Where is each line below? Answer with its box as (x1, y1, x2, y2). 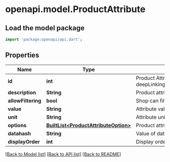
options (8, 122, 27, 129)
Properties (5, 51, 39, 60)
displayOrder (8, 138, 40, 145)
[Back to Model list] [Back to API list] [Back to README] (5, 151, 121, 157)
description (8, 89, 36, 96)
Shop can (136, 97, 159, 104)
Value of (136, 130, 156, 137)
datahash (8, 130, 31, 137)
